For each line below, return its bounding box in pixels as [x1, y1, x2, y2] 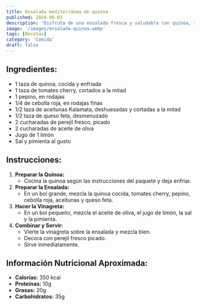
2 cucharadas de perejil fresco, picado [14, 118, 111, 126]
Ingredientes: [6, 64, 58, 75]
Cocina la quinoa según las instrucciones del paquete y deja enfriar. [23, 177, 191, 184]
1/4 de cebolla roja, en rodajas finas [14, 99, 103, 107]
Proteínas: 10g [14, 280, 52, 287]
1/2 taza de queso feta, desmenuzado [14, 112, 108, 119]
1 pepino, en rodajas [14, 93, 65, 100]
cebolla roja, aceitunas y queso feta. [23, 196, 114, 204]
